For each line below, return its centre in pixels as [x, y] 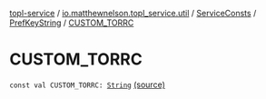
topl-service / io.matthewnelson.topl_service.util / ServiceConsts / [133, 13]
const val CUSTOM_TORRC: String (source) [88, 84]
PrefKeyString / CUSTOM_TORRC [72, 23]
